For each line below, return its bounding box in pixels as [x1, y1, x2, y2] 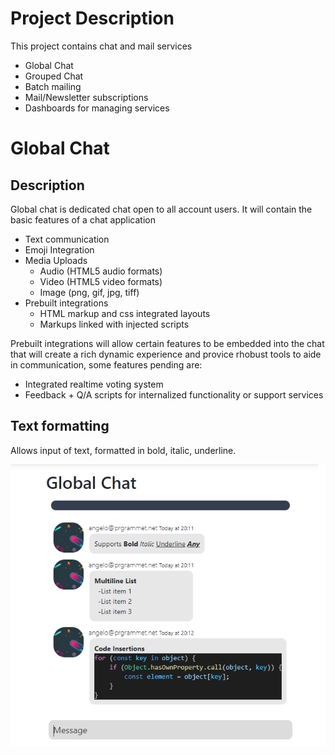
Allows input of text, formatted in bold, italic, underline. [10, 444, 237, 456]
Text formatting [10, 418, 110, 435]
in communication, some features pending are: [10, 358, 203, 371]
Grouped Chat [24, 70, 84, 82]
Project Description [10, 7, 175, 30]
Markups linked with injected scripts [39, 318, 190, 330]
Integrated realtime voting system [24, 378, 164, 390]
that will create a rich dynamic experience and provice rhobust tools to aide [10, 348, 322, 360]
